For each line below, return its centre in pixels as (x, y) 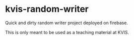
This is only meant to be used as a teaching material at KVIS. (67, 32)
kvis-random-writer (47, 9)
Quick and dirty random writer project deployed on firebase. (67, 23)
